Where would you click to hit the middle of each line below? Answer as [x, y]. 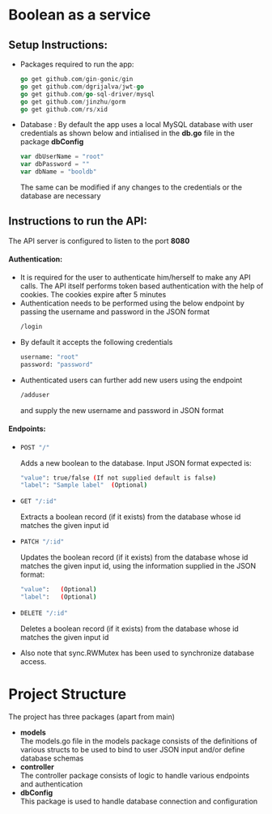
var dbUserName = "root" [62, 157]
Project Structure [68, 694]
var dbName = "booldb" [58, 172]
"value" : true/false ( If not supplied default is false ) [118, 478]
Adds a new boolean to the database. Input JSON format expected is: [136, 462]
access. [33, 661]
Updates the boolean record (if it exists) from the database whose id [134, 557]
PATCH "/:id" [42, 542]
